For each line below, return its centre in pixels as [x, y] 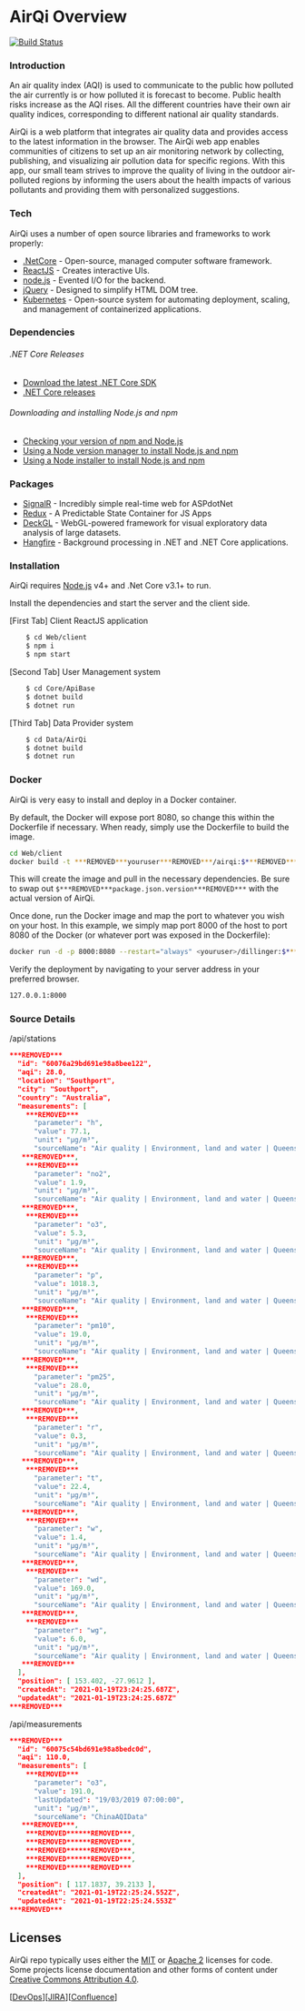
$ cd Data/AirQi [57, 739]
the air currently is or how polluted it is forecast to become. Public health [145, 95]
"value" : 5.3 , [60, 1233]
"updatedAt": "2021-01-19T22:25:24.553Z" [97, 1901]
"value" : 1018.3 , [66, 1284]
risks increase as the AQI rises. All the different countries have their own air [150, 105]
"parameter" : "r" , [68, 1427]
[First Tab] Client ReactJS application [79, 621]
